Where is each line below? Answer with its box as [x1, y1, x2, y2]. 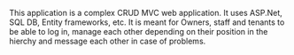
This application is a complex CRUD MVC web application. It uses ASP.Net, [9, 8, 283, 18]
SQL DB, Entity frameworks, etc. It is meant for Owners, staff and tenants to [9, 17, 285, 27]
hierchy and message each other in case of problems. [9, 35, 206, 46]
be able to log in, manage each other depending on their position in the [9, 27, 268, 36]
